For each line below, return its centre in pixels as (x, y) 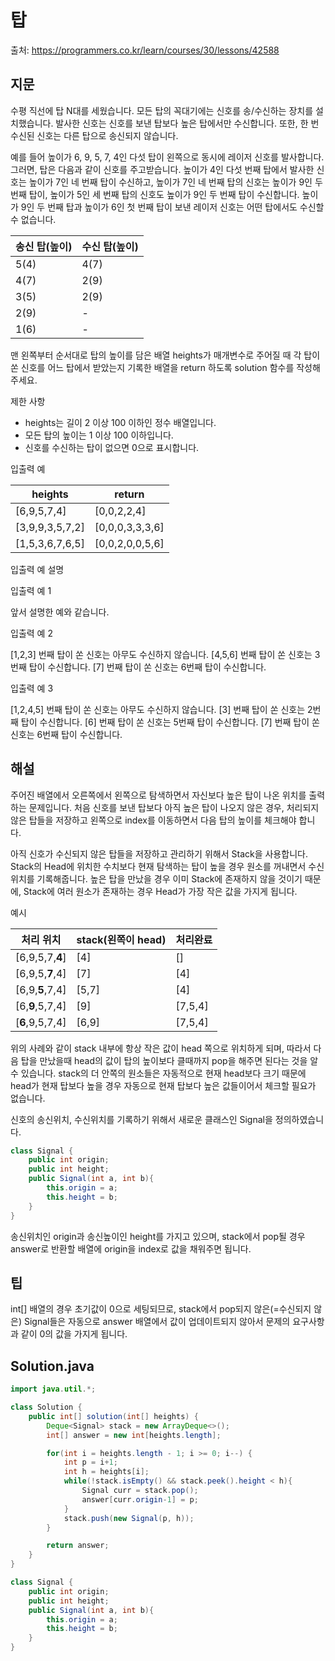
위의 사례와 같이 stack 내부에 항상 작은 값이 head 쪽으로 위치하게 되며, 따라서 (161, 1048)
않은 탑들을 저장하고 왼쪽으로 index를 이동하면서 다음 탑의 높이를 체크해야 (153, 820)
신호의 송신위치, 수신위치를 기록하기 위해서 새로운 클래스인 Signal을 (141, 1119)
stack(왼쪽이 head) (121, 939)
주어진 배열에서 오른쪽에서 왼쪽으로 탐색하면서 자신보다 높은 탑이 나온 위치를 (158, 795)
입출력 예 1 (31, 590)
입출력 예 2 (31, 633)
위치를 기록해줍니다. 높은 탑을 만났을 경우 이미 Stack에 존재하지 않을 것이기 (156, 878)
